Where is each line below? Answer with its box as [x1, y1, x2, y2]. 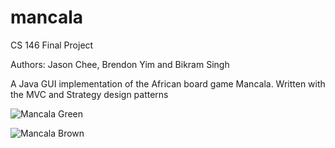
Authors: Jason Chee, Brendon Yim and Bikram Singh [10, 58, 230, 70]
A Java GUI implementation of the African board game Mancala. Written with [10, 77, 326, 90]
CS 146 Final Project [10, 39, 94, 51]
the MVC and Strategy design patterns [10, 88, 169, 100]
